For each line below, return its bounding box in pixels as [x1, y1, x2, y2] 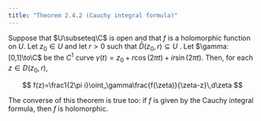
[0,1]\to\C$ [8, 53, 42, 63]
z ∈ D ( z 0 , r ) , [8, 63, 49, 75]
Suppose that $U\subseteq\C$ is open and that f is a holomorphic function [8, 33, 251, 42]
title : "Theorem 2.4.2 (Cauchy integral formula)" [8, 11, 178, 20]
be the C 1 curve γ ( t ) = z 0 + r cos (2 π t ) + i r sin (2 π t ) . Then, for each [43, 52, 254, 64]
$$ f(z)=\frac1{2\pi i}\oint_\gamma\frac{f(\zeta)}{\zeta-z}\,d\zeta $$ [22, 80, 243, 90]
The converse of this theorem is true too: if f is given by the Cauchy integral [8, 95, 254, 104]
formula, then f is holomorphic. [8, 104, 109, 113]
